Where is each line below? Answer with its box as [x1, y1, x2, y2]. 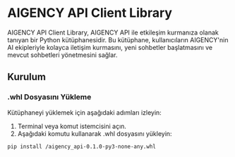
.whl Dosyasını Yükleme [7, 92, 92, 102]
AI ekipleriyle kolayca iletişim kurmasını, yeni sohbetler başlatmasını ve [7, 43, 213, 51]
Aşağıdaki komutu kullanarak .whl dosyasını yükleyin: [17, 129, 172, 138]
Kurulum [7, 71, 47, 83]
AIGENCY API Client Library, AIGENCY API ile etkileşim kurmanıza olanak [7, 28, 219, 37]
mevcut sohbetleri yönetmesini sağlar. [7, 51, 118, 59]
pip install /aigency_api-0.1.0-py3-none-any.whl [7, 143, 157, 150]
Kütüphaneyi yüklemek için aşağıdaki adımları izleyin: [7, 108, 162, 117]
